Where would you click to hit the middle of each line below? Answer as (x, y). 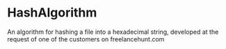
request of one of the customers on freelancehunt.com (86, 39)
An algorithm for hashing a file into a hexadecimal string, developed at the (113, 32)
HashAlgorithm (52, 13)
